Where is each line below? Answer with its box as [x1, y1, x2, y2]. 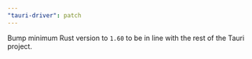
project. [7, 41, 33, 51]
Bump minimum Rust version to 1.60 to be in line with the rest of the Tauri [7, 33, 245, 42]
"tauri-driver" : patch [7, 11, 82, 20]
